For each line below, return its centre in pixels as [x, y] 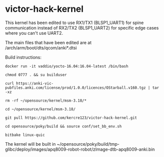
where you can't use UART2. [34, 33]
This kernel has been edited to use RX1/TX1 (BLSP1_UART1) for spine [74, 23]
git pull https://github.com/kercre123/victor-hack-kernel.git [71, 118]
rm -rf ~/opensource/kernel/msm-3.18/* [46, 101]
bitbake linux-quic [25, 135]
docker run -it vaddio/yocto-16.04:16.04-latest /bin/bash [67, 66]
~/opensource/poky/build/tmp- [88, 144]
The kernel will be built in [30, 144]
